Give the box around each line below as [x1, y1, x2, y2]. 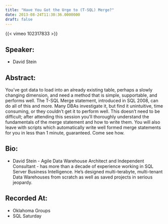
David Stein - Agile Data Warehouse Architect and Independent [12, 158, 144, 164]
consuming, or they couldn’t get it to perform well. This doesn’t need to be [5, 108, 160, 114]
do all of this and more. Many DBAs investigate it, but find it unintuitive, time [5, 103, 163, 109]
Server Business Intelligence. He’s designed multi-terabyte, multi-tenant [12, 168, 163, 174]
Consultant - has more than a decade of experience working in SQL [12, 163, 154, 169]
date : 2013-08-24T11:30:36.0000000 [5, 12, 80, 17]
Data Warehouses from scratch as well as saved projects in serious [12, 174, 153, 180]
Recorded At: [5, 194, 48, 203]
